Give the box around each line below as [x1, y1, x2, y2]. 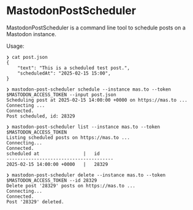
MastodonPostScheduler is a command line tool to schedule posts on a [6, 24, 186, 31]
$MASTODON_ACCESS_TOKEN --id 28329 [6, 177, 97, 184]
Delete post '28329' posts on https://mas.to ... [6, 182, 136, 189]
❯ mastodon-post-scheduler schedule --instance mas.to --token [6, 86, 172, 92]
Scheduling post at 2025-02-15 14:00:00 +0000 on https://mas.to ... [6, 97, 188, 103]
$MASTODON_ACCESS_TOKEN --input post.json [6, 91, 116, 98]
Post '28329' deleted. [6, 198, 64, 205]
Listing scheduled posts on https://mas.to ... [6, 134, 131, 141]
